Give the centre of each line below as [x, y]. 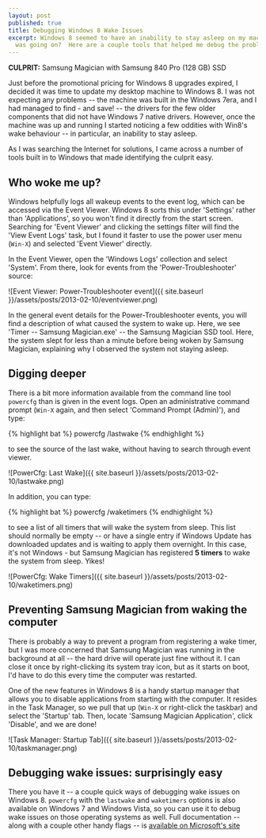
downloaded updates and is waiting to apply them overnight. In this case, [127, 544]
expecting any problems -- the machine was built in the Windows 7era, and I [133, 100]
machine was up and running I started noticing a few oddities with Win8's [128, 125]
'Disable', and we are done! [53, 724]
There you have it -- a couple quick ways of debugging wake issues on [124, 792]
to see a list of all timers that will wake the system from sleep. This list [122, 527]
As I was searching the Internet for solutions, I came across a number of [126, 149]
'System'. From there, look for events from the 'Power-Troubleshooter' [122, 267]
